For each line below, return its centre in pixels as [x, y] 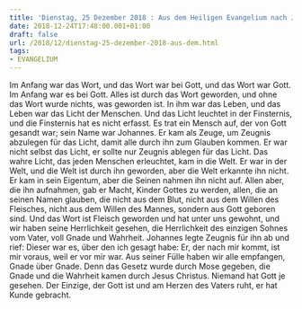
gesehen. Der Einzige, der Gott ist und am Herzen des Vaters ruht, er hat [143, 285]
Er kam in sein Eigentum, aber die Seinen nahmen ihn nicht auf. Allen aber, [147, 180]
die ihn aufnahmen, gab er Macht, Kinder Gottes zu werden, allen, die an [144, 190]
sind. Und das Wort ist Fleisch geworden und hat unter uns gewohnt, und [145, 218]
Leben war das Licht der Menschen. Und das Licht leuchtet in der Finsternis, [151, 114]
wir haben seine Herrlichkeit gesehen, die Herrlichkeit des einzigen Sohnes [149, 228]
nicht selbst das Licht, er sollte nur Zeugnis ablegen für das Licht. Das [138, 152]
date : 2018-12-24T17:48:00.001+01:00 [80, 26]
